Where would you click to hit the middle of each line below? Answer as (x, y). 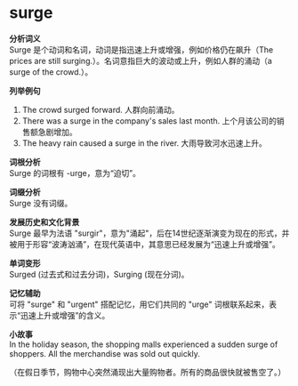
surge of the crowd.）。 (51, 72)
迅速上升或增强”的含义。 (65, 315)
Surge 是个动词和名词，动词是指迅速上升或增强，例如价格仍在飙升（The (141, 49)
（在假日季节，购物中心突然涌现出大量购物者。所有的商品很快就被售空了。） (148, 372)
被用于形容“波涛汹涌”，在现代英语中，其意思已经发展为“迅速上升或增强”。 (145, 244)
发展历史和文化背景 (44, 221)
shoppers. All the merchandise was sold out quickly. (105, 353)
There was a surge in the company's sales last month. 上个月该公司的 (149, 121)
